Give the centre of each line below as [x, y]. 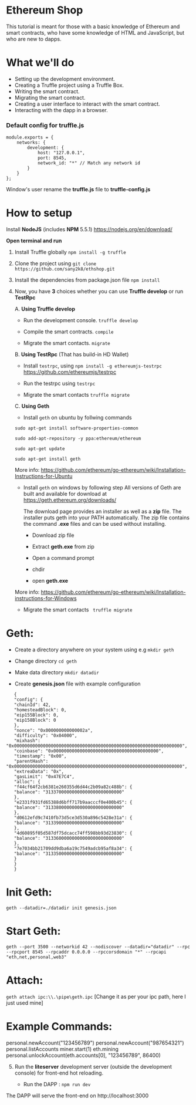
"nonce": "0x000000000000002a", [53, 731]
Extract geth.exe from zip [63, 547]
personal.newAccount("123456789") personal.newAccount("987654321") [95, 1043]
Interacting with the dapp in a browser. [61, 110]
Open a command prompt [63, 558]
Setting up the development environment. [65, 79]
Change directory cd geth [46, 661]
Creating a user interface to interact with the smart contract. [87, 104]
